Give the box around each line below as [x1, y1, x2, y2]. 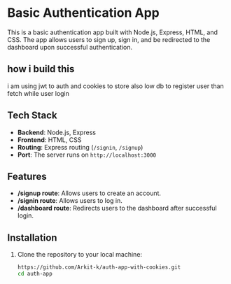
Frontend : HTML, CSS [17, 135, 82, 144]
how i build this [7, 63, 75, 75]
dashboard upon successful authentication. [7, 43, 133, 51]
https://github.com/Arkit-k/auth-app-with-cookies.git [17, 264, 181, 271]
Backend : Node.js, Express [17, 128, 97, 136]
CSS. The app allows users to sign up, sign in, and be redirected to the [7, 35, 211, 43]
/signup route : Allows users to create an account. [17, 189, 162, 197]
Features [7, 170, 47, 183]
